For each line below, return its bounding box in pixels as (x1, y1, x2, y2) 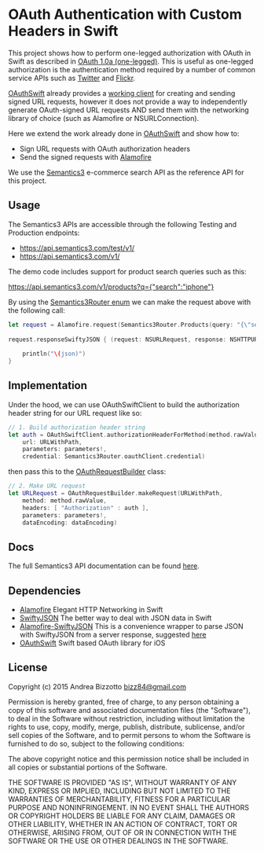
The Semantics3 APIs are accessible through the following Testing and (8, 219, 237, 229)
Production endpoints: (8, 228, 80, 237)
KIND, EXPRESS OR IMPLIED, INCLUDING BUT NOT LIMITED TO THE (8, 786, 231, 795)
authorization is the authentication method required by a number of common (8, 64, 256, 74)
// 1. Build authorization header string (8, 423, 146, 432)
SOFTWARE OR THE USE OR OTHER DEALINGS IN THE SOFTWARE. (8, 835, 229, 846)
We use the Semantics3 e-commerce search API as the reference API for (8, 167, 244, 177)
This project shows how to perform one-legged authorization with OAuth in (8, 48, 251, 57)
